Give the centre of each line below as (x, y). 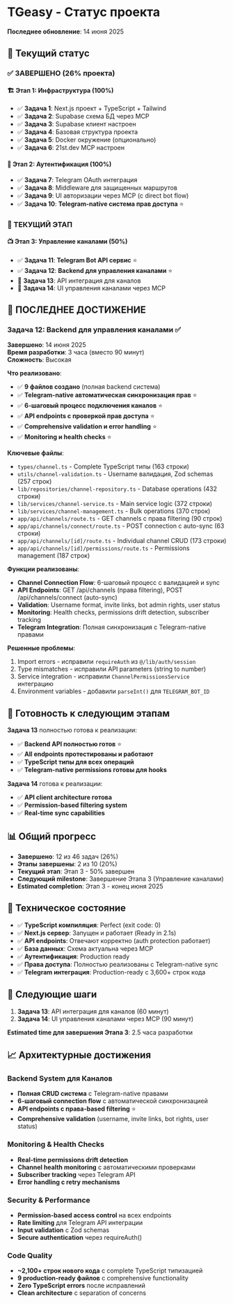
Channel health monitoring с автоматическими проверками (106, 1167)
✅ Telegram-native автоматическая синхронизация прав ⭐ (107, 395)
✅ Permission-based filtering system (72, 805)
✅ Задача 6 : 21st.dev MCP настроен (71, 148)
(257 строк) (34, 482)
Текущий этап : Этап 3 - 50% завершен (76, 872)
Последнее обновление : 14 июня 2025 (65, 31)
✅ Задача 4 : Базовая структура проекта (78, 132)
